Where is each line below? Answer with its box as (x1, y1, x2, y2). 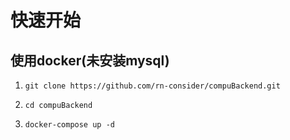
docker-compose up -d (24, 120, 115, 130)
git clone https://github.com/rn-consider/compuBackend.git (24, 81, 281, 91)
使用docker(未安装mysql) (10, 52, 170, 69)
